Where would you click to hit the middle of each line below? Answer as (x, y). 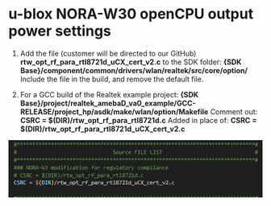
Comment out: (234, 111)
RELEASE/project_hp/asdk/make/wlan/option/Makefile (114, 111)
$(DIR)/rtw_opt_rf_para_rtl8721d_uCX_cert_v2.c (102, 129)
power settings (60, 31)
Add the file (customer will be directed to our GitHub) (108, 53)
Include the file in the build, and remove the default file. (112, 79)
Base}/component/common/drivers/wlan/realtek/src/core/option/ (134, 70)
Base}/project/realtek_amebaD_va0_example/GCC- (108, 103)
